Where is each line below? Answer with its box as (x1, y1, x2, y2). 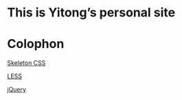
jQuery (7, 86, 26, 94)
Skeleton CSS (7, 59, 46, 67)
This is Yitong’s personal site (7, 5, 176, 21)
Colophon (7, 36, 65, 52)
